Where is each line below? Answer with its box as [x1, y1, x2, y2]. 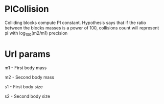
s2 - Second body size [4, 93, 50, 99]
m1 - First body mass [4, 65, 47, 71]
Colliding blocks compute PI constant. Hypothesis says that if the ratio [4, 20, 146, 26]
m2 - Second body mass [4, 74, 54, 80]
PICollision [4, 3, 49, 15]
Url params [4, 48, 51, 59]
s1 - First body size [4, 83, 43, 89]
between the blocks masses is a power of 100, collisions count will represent [4, 25, 160, 30]
